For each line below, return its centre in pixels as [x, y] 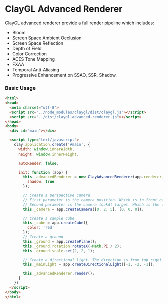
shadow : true [41, 182]
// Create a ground [43, 237]
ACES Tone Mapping [34, 59]
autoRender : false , [38, 163]
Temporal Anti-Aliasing [36, 69]
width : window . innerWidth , [46, 149]
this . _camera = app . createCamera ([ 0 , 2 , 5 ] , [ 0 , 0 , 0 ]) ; [84, 209]
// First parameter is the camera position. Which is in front [90, 200]
